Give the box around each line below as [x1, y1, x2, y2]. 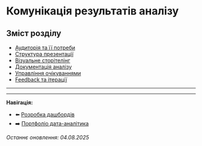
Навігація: [6, 99, 33, 106]
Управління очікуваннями [14, 70, 81, 76]
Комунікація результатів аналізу [6, 4, 179, 18]
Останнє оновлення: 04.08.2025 [6, 134, 89, 141]
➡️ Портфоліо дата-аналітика [14, 120, 89, 127]
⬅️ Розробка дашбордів [14, 111, 75, 118]
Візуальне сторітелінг [14, 57, 70, 64]
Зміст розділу [6, 28, 61, 38]
